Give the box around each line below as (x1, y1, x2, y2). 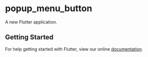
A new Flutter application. (5, 19, 57, 25)
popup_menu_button (5, 3, 92, 14)
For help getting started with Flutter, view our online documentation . (5, 46, 143, 52)
